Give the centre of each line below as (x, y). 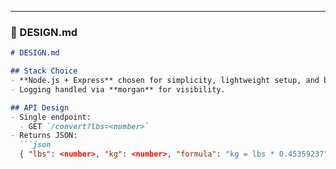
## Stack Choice (44, 71)
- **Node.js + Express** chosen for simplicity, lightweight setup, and (165, 81)
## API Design (40, 107)
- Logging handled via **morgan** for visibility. (118, 89)
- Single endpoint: (51, 117)
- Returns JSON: (44, 136)
